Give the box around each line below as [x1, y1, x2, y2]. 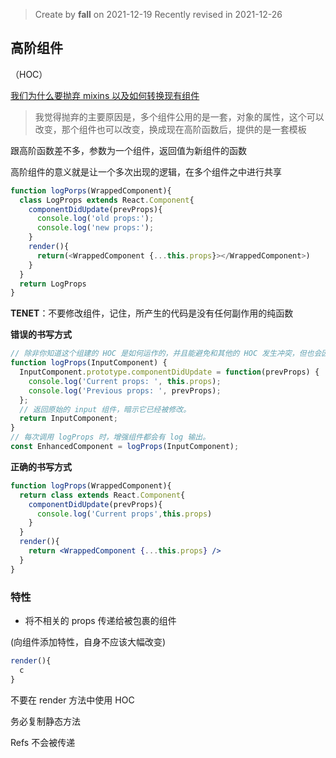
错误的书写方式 [10, 329, 72, 341]
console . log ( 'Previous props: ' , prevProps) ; [28, 385, 222, 396]
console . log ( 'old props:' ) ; [36, 214, 155, 224]
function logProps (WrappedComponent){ [10, 480, 172, 491]
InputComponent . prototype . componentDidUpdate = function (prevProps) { [19, 367, 320, 378]
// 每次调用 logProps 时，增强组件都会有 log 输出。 [10, 432, 211, 443]
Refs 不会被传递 [10, 736, 76, 748]
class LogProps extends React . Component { [19, 195, 195, 205]
